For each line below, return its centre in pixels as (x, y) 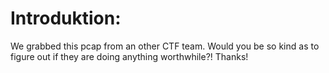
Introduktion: (66, 18)
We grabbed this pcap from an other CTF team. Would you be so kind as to (165, 46)
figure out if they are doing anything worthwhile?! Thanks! (129, 56)
